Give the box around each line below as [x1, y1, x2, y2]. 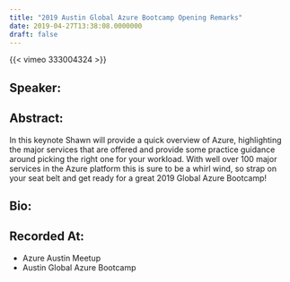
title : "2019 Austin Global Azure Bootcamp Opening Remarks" [9, 13, 243, 22]
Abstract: [9, 111, 64, 126]
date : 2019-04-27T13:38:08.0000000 [9, 21, 143, 30]
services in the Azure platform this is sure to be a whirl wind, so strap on [9, 163, 277, 174]
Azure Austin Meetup [22, 252, 101, 263]
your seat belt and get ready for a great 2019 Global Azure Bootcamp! [9, 172, 268, 184]
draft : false [9, 30, 58, 38]
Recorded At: [9, 229, 85, 244]
